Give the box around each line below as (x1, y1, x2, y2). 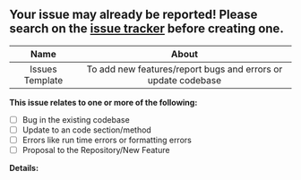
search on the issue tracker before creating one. (9, 21, 284, 37)
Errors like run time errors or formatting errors (21, 134, 193, 145)
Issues (30, 63, 57, 75)
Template (23, 73, 64, 86)
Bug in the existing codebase (21, 114, 130, 124)
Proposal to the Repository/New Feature (21, 145, 170, 155)
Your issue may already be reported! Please (9, 7, 258, 22)
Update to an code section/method (21, 124, 152, 135)
